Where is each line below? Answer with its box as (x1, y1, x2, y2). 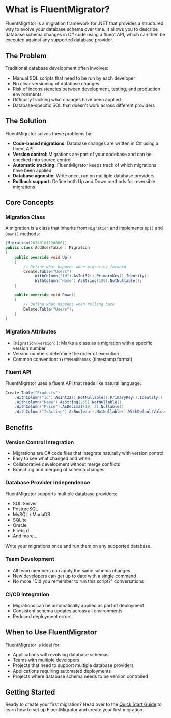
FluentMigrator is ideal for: (5, 642, 61, 648)
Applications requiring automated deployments (12, 668, 111, 674)
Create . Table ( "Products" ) (5, 390, 60, 395)
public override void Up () (14, 254, 72, 260)
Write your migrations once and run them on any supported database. (5, 543, 152, 549)
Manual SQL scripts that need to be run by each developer (12, 75, 136, 81)
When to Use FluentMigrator (5, 628, 97, 637)
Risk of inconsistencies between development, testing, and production (12, 86, 160, 92)
